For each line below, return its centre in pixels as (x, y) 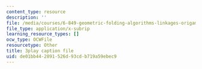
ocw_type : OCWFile (29, 40)
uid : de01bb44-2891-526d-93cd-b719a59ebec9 (62, 56)
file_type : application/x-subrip (48, 28)
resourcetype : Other (32, 46)
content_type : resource (36, 12)
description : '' (26, 17)
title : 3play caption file (40, 51)
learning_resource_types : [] (43, 34)
